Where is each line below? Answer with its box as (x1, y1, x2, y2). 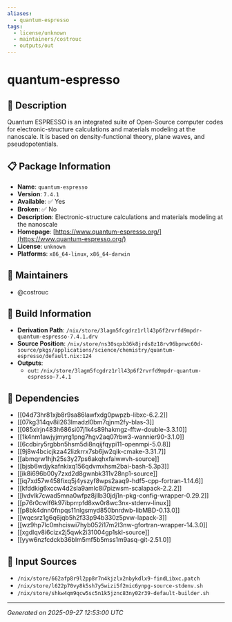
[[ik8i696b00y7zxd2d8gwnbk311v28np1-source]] (17, 469, 158, 478)
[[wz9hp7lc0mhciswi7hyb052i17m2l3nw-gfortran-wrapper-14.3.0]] (17, 521, 209, 529)
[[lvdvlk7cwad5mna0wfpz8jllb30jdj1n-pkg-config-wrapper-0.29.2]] (17, 491, 209, 500)
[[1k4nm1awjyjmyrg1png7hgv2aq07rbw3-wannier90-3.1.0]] (17, 433, 184, 441)
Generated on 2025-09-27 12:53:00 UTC (7, 609, 124, 617)
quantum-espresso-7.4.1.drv (17, 333, 98, 341)
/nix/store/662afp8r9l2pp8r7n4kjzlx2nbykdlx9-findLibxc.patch (17, 575, 200, 583)
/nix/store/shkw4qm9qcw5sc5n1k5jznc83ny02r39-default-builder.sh (17, 590, 209, 597)
